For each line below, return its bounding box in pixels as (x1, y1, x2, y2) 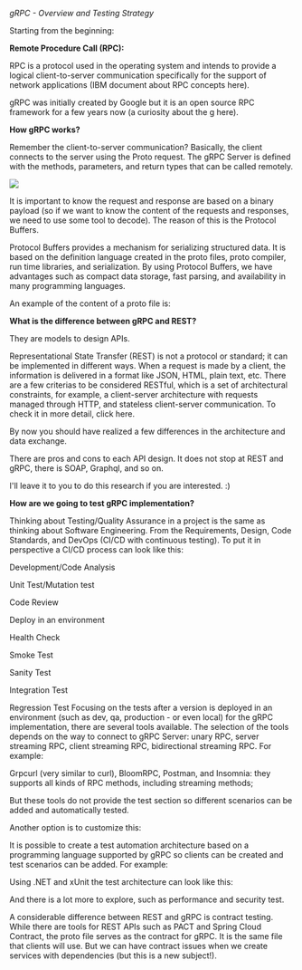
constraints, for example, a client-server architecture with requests (9, 389, 259, 399)
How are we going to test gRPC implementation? (9, 498, 194, 508)
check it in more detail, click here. (9, 408, 136, 419)
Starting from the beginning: (9, 25, 115, 35)
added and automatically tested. (9, 805, 129, 815)
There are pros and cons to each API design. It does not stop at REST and (9, 453, 284, 464)
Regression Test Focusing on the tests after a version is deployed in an (9, 702, 273, 713)
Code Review (9, 597, 59, 608)
